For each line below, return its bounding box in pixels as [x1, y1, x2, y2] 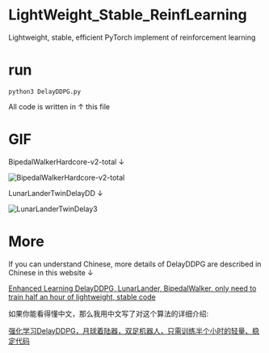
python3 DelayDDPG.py [8, 87, 82, 96]
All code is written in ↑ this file [8, 101, 111, 111]
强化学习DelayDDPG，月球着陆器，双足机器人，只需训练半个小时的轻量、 [8, 325, 253, 335]
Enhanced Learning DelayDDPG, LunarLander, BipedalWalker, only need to [8, 283, 257, 293]
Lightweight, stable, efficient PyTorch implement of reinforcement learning [8, 32, 256, 42]
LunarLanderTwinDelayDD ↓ [8, 188, 103, 198]
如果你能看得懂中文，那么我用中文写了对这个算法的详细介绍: [8, 308, 209, 318]
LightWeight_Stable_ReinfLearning [8, 6, 248, 24]
